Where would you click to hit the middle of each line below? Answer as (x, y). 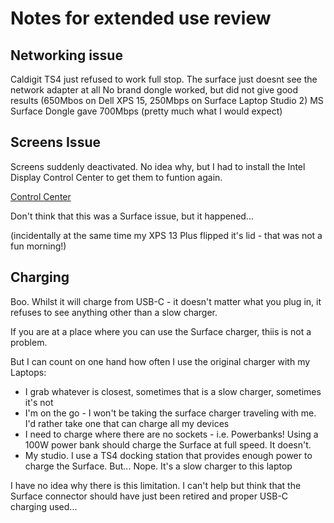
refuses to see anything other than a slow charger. (114, 312)
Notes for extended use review (141, 18)
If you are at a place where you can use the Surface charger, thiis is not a (161, 331)
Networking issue (66, 55)
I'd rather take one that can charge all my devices (127, 423)
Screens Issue (55, 142)
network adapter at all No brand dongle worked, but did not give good (154, 90)
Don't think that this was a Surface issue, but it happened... (132, 216)
